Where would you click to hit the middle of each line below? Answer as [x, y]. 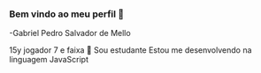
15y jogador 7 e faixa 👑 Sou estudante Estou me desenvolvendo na [130, 50]
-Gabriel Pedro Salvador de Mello [70, 33]
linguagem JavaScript [49, 60]
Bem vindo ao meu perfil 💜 [67, 14]
